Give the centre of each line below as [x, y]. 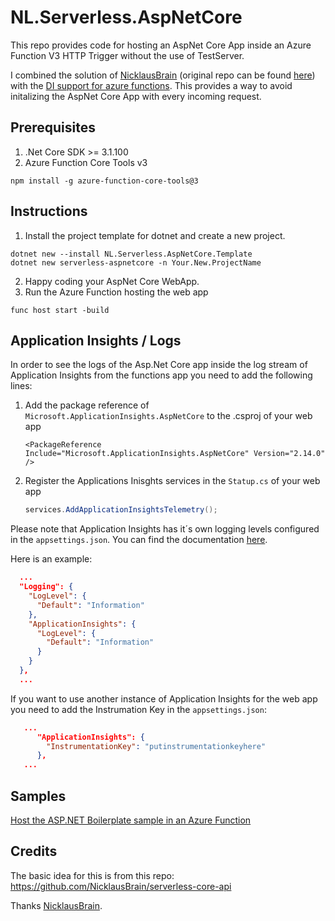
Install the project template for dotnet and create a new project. [155, 235]
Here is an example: [51, 559]
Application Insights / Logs [96, 340]
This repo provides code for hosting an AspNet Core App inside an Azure [161, 45]
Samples [38, 796]
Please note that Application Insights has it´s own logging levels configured [165, 529]
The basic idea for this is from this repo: [92, 875]
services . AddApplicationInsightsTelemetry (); [121, 510]
